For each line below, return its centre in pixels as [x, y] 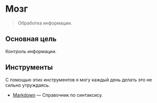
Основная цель [31, 39]
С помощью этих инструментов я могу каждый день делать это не [79, 80]
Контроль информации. [31, 51]
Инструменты [29, 68]
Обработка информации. [45, 23]
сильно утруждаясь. [28, 85]
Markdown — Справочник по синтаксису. [58, 95]
